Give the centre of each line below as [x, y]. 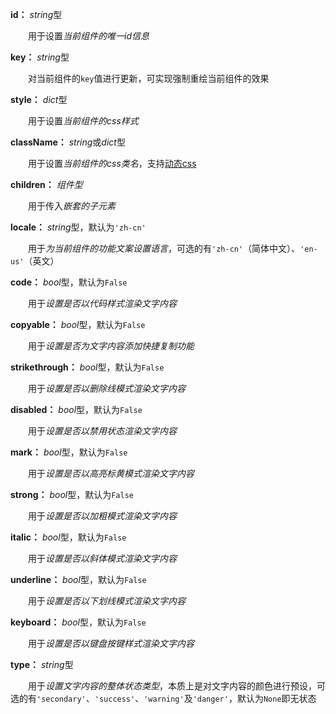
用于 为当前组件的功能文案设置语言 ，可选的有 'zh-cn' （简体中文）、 [164, 248]
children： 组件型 [46, 184]
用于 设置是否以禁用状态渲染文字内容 [102, 431]
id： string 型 [36, 14]
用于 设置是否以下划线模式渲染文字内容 [106, 601]
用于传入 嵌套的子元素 [71, 206]
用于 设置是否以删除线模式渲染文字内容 [106, 388]
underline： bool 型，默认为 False [78, 579]
